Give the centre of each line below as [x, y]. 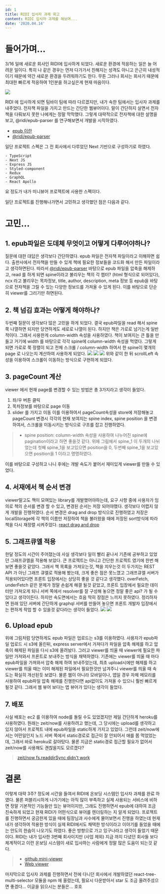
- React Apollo [21, 182]
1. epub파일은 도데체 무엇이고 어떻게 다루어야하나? [78, 243]
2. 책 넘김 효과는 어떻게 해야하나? [52, 310]
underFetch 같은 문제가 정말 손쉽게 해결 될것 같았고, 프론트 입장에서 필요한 [77, 585]
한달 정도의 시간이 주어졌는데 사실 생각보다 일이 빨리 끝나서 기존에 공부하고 [77, 554]
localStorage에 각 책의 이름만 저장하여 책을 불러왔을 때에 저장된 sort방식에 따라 [82, 518]
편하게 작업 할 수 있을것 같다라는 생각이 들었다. [55, 610]
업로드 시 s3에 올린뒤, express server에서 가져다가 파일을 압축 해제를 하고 [82, 644]
